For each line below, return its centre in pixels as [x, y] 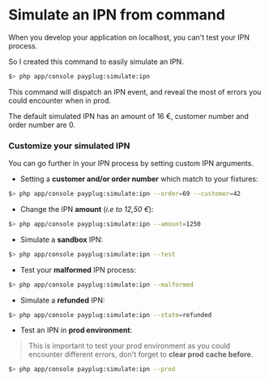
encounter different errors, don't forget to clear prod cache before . [141, 354]
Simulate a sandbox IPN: [62, 239]
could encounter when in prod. [60, 100]
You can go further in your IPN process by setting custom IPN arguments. [131, 163]
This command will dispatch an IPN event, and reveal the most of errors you [135, 91]
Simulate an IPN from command [117, 15]
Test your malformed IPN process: [78, 269]
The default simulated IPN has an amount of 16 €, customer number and [129, 116]
